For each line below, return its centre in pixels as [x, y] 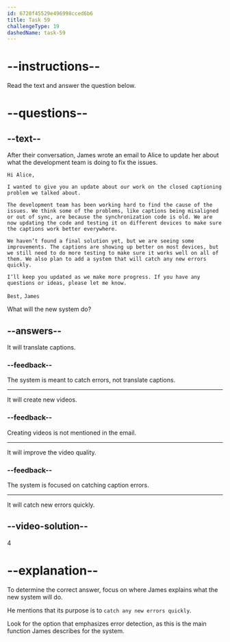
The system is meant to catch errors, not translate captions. [91, 380]
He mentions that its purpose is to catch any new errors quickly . [99, 610]
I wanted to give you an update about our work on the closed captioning [115, 187]
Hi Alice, [21, 175]
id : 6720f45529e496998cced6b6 [50, 13]
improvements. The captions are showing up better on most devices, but [113, 247]
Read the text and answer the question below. [72, 86]
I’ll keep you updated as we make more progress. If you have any [104, 277]
